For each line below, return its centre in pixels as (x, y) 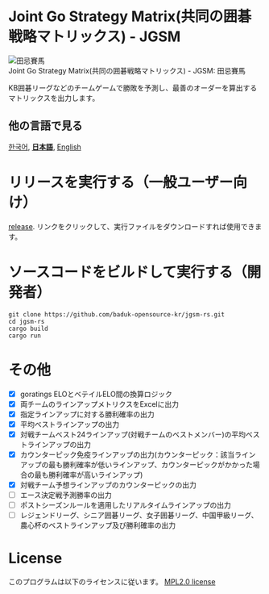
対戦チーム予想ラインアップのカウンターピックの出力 (108, 484)
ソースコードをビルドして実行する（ (128, 272)
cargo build (28, 328)
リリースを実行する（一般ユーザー (121, 182)
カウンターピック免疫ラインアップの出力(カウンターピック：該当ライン (138, 454)
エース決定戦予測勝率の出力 (66, 495)
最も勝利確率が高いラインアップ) (89, 475)
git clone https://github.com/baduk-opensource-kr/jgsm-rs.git (117, 314)
